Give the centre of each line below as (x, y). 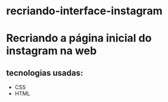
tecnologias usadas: (45, 73)
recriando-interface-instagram (84, 11)
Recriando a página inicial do (79, 38)
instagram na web (52, 51)
